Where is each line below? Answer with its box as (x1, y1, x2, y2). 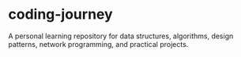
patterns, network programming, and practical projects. (8, 39, 189, 48)
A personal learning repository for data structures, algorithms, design (8, 31, 234, 41)
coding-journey (8, 5, 113, 23)
